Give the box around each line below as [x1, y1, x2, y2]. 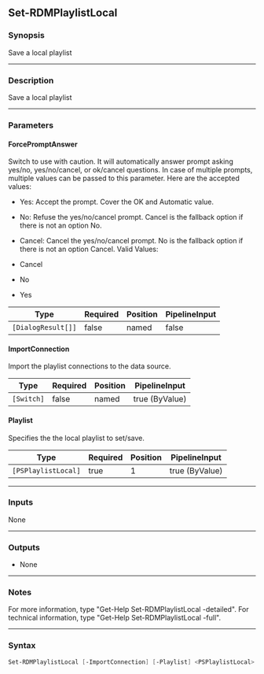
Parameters [8, 120, 53, 131]
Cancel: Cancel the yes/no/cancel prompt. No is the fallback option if [19, 236, 244, 246]
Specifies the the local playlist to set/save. [8, 433, 145, 443]
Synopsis [8, 30, 45, 41]
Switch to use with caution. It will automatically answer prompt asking [8, 157, 233, 166]
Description [8, 75, 54, 86]
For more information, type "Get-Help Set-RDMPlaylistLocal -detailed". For [8, 605, 249, 614]
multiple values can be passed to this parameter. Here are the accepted [8, 173, 240, 183]
